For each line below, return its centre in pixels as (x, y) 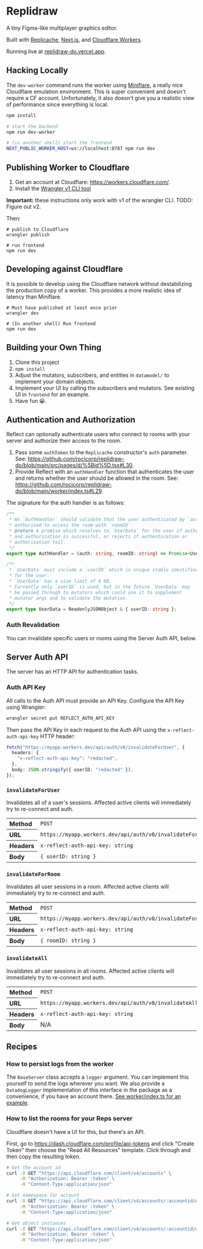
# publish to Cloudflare (37, 229)
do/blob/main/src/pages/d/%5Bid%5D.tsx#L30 (74, 465)
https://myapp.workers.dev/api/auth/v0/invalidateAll (119, 1003)
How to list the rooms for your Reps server (69, 1119)
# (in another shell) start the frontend (59, 143)
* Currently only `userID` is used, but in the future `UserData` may (99, 587)
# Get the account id (34, 1167)
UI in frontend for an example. (52, 394)
